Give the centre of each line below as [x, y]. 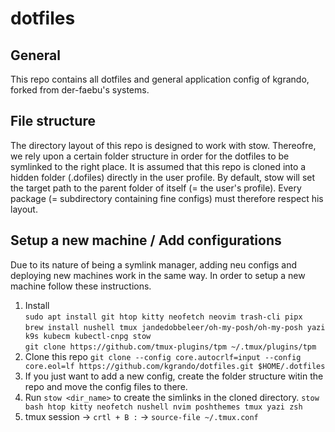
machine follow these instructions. [81, 286]
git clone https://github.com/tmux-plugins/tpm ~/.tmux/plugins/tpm [170, 347]
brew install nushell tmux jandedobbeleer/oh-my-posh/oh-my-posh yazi [175, 327]
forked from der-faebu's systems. [80, 90]
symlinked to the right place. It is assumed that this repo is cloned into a [158, 166]
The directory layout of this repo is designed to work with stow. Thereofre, [163, 145]
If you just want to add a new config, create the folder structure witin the [174, 376]
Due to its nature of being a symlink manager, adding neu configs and [154, 264]
